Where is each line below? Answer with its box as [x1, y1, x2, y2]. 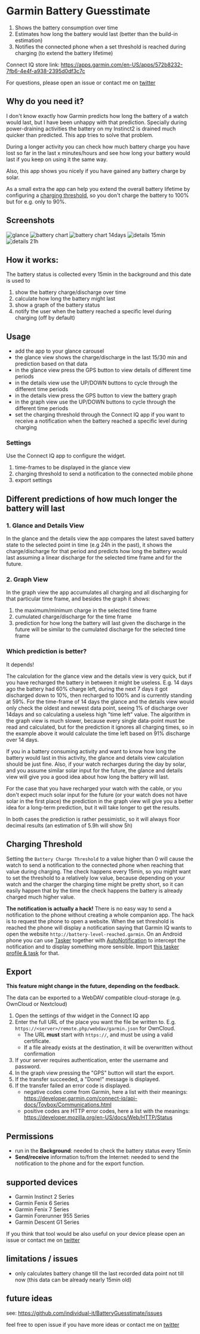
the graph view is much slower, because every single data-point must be [6, 717, 185, 724]
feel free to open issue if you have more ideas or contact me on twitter [6, 1321, 180, 1328]
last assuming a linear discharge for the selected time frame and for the [6, 554, 182, 561]
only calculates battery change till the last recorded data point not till [14, 1269, 184, 1277]
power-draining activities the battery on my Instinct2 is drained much [6, 125, 176, 132]
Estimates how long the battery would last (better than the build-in [14, 30, 178, 37]
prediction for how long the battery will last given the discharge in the [14, 620, 186, 627]
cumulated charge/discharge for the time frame [14, 613, 132, 620]
